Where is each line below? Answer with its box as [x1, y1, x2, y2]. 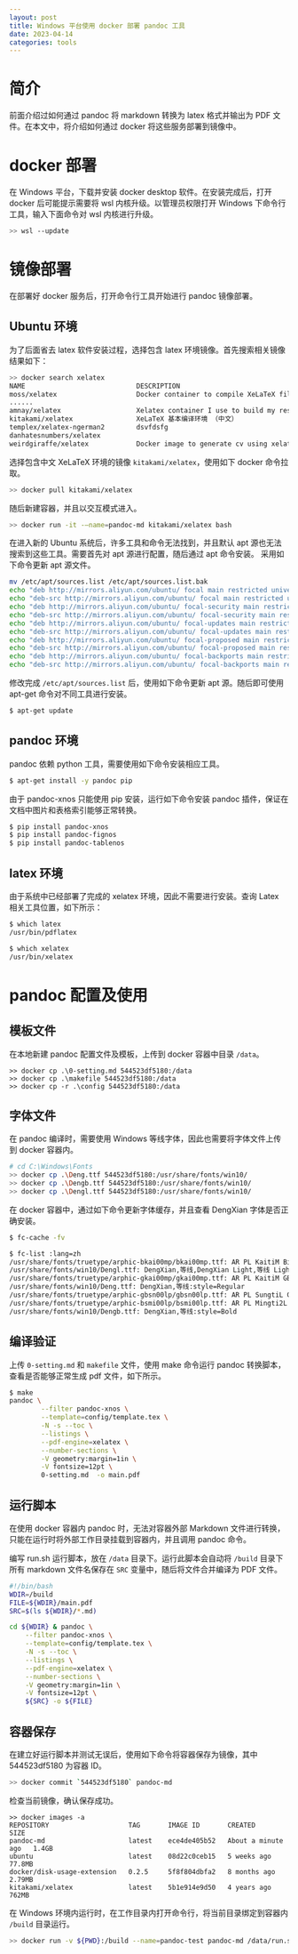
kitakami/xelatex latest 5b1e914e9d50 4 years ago [9, 1883, 272, 1892]
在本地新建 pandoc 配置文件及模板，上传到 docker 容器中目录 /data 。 [9, 1049, 264, 1059]
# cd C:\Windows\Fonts [9, 1162, 93, 1171]
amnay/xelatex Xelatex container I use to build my [9, 406, 276, 415]
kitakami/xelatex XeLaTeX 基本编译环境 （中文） [9, 414, 239, 423]
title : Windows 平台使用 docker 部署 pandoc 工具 [9, 21, 186, 30]
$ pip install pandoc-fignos [9, 831, 117, 840]
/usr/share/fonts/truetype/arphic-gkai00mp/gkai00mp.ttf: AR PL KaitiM [9, 1274, 279, 1283]
